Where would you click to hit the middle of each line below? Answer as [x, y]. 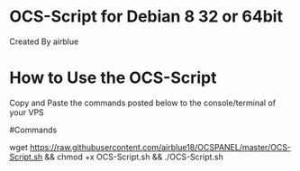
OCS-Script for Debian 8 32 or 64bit [146, 17]
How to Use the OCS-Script [114, 78]
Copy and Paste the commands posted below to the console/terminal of [143, 103]
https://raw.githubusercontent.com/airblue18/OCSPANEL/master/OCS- [160, 147]
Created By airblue [44, 41]
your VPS [27, 112]
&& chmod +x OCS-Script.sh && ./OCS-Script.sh [134, 157]
